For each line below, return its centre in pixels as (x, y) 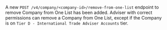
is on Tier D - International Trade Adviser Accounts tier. (67, 23)
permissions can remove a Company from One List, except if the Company (83, 18)
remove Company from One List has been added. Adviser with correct (79, 12)
